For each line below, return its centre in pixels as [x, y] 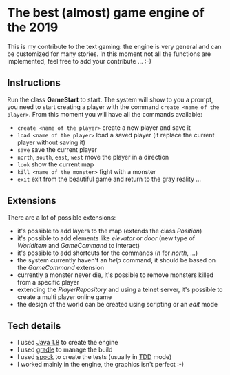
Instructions [34, 83]
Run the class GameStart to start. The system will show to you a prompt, [110, 99]
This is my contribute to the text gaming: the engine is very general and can [114, 46]
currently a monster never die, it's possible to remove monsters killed [115, 275]
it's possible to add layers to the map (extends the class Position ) [109, 231]
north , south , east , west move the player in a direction [93, 157]
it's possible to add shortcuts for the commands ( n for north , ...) [107, 253]
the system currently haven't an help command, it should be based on [116, 260]
